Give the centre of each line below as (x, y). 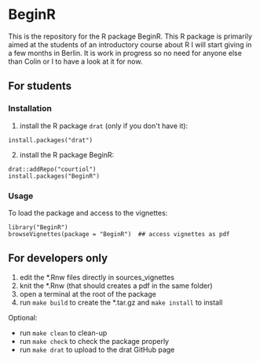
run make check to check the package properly (94, 341)
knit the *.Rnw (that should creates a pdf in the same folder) (116, 286)
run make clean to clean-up (63, 333)
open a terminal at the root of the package (88, 294)
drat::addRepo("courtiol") (52, 169)
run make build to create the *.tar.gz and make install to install (121, 302)
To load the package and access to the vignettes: (88, 212)
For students (40, 86)
